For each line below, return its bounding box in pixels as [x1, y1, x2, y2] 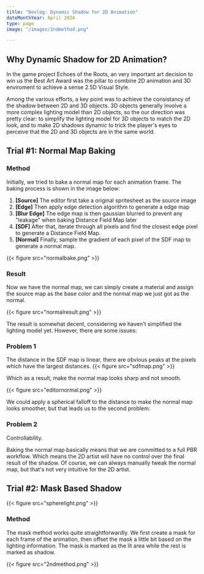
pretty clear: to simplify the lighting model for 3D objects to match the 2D [6, 115, 191, 123]
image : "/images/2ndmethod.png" [6, 26, 89, 33]
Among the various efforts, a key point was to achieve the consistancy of [6, 96, 191, 103]
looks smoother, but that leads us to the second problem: [6, 405, 151, 412]
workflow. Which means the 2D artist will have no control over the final [6, 452, 185, 460]
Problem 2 [6, 420, 38, 429]
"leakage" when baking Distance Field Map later [15, 216, 137, 223]
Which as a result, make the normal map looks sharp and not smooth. [6, 374, 182, 382]
